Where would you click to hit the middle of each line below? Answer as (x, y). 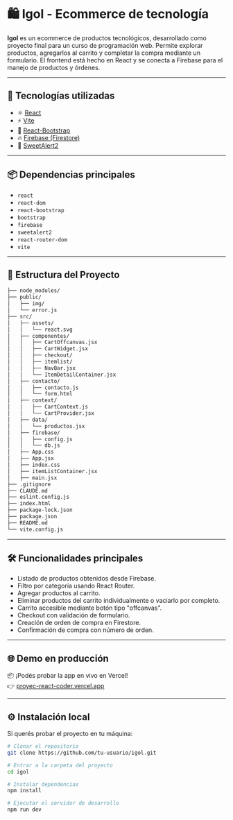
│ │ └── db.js (34, 445)
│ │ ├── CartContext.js (48, 407)
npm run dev (24, 810)
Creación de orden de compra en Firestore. (79, 623)
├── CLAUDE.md (28, 490)
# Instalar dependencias (43, 784)
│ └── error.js (32, 310)
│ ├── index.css (34, 465)
